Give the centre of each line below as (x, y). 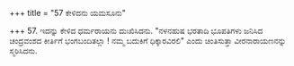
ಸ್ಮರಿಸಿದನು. (23, 51)
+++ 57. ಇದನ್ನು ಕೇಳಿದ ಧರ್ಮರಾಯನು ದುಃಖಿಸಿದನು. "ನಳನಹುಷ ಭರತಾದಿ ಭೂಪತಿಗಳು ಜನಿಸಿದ (136, 31)
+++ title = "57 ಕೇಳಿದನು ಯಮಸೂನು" (67, 13)
